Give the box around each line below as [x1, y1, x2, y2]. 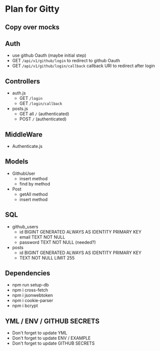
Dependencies [5, 269, 50, 278]
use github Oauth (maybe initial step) [12, 52, 87, 58]
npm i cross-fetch [12, 287, 48, 293]
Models [5, 158, 28, 166]
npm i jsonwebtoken [12, 292, 53, 298]
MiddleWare [5, 130, 43, 139]
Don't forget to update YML [12, 330, 67, 336]
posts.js [12, 106, 28, 112]
